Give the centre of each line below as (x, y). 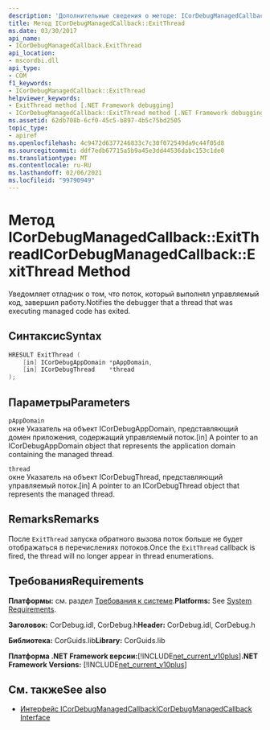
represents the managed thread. (61, 494)
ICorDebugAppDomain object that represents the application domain (122, 445)
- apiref (23, 135)
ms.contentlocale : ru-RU (50, 166)
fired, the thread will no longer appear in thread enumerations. (111, 555)
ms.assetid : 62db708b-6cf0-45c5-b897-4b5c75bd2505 (95, 121)
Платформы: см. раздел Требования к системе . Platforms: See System (130, 600)
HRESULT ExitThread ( (45, 355)
